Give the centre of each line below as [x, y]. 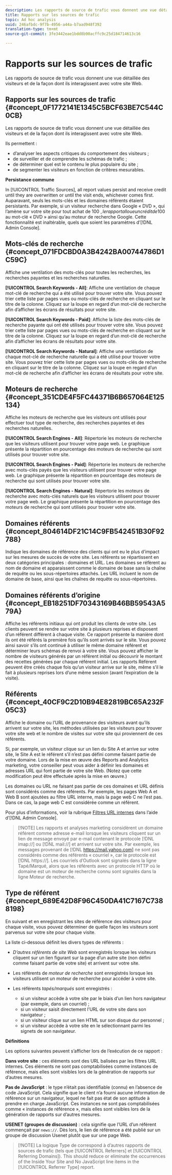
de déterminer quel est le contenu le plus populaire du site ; [76, 164]
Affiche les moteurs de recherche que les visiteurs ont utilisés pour [76, 417]
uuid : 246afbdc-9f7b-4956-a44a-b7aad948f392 [53, 24]
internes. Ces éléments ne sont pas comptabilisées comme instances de [82, 1066]
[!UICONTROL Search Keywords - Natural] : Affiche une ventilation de [79, 351]
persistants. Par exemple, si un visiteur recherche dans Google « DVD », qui [85, 206]
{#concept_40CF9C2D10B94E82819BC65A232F [85, 702]
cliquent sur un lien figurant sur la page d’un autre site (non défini [82, 957]
